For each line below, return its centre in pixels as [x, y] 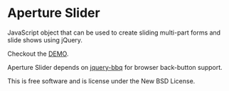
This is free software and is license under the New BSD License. [101, 81]
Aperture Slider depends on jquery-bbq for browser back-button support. [115, 67]
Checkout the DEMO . [38, 54]
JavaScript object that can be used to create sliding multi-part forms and [114, 32]
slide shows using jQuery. [45, 40]
